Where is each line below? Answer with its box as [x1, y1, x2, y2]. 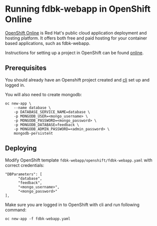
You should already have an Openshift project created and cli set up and [5, 77, 150, 82]
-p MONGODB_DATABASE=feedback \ [14, 122, 79, 127]
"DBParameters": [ [5, 172, 42, 177]
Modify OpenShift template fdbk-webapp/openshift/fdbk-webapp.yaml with [5, 157, 153, 163]
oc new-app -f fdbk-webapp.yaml [5, 216, 70, 221]
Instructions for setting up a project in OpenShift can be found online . [5, 50, 144, 56]
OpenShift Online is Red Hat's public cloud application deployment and [5, 30, 147, 36]
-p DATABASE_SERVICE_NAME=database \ [14, 109, 90, 114]
